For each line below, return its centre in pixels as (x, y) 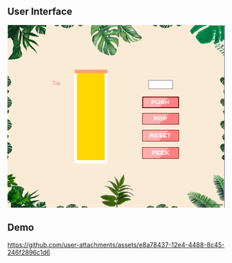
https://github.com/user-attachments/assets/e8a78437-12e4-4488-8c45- (116, 245)
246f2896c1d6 (29, 252)
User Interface (40, 12)
